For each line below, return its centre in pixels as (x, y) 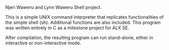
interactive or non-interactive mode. (43, 43)
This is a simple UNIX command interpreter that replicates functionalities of (84, 17)
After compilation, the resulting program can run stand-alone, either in (79, 38)
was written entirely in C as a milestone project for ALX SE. (67, 28)
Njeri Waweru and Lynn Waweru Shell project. (54, 7)
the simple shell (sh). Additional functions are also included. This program (83, 22)
